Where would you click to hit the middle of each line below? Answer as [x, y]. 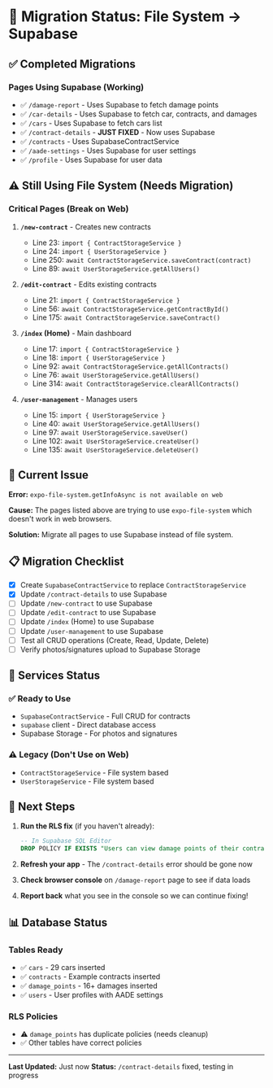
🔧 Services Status [54, 676]
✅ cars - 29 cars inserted [63, 967]
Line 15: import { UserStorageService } [99, 415]
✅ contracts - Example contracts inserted [90, 977]
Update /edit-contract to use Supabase [88, 613]
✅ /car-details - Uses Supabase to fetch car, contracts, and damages [139, 114]
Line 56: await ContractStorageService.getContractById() [130, 308]
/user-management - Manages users [79, 399]
